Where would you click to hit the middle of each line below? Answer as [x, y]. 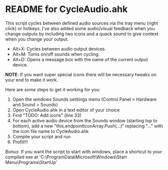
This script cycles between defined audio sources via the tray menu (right [82, 23]
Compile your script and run [41, 136]
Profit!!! [20, 142]
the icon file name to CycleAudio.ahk [51, 131]
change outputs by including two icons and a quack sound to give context [82, 34]
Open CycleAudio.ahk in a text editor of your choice [66, 110]
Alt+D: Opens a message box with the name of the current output [80, 59]
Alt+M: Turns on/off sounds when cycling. [56, 54]
